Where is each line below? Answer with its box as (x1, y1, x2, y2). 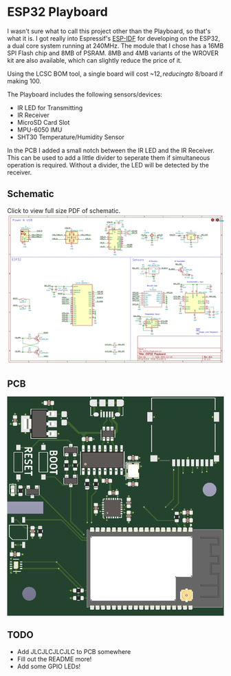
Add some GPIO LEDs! (16, 662, 81, 670)
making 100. (7, 76, 42, 85)
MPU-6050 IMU (16, 125, 63, 134)
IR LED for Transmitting (16, 103, 83, 112)
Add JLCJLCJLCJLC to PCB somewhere (16, 647, 131, 655)
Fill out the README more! (16, 655, 92, 663)
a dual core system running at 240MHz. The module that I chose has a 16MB (7, 41, 224, 50)
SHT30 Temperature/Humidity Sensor (16, 132, 125, 141)
